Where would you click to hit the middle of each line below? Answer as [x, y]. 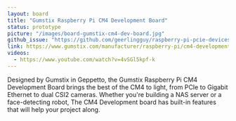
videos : [19, 53]
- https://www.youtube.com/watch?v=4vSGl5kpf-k [85, 60]
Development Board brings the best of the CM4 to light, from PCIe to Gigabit [118, 87]
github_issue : [28, 40]
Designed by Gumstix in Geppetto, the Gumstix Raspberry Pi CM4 [103, 79]
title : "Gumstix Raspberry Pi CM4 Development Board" [88, 20]
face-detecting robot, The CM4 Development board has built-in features [112, 102]
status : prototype [34, 27]
